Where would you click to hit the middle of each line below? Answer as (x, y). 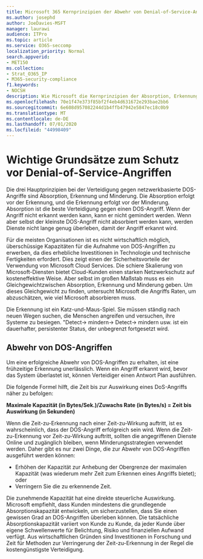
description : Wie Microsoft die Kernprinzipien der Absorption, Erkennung (102, 96)
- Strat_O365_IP (27, 74)
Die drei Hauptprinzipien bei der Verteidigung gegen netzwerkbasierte (94, 189)
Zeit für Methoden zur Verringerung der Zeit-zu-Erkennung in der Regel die (100, 543)
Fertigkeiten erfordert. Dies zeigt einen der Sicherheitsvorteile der (88, 259)
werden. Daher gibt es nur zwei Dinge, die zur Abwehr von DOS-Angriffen (98, 449)
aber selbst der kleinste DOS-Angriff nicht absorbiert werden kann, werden (100, 221)
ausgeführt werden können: (41, 455)
